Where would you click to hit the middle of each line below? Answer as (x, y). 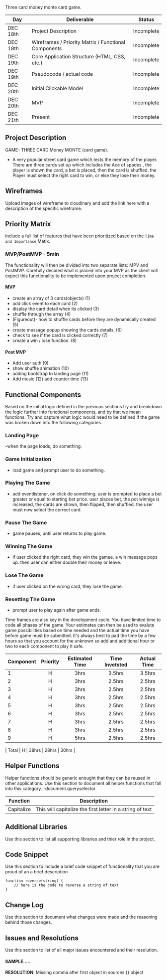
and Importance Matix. (28, 241)
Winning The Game (29, 546)
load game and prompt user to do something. (59, 470)
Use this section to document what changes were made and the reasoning (81, 917)
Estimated (80, 658)
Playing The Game (28, 483)
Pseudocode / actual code (62, 74)
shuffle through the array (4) (42, 314)
